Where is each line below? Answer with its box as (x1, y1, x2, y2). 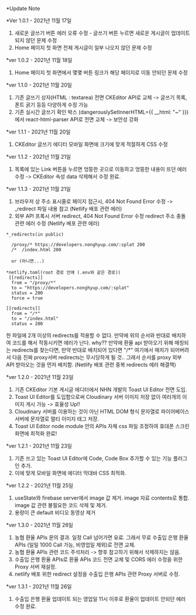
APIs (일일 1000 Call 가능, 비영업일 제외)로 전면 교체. (14, 541, 136, 548)
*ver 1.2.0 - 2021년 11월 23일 (6, 374, 74, 380)
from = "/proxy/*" (11, 280, 57, 286)
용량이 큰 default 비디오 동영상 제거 (14, 509, 96, 516)
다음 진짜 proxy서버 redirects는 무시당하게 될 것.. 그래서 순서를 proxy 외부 (12, 354, 183, 361)
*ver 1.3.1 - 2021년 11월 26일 (6, 583, 72, 590)
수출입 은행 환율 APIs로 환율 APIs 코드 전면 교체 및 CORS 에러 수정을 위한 (14, 556, 183, 563)
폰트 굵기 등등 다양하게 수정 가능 (14, 101, 88, 108)
